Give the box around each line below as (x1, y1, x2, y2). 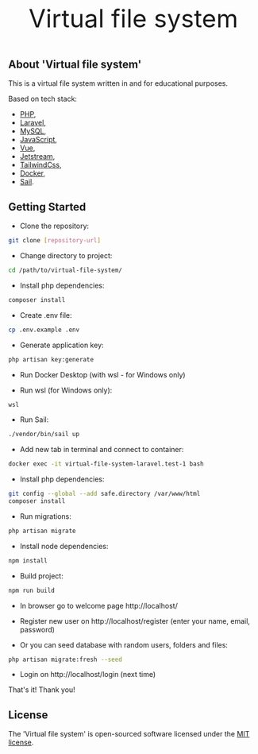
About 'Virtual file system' (8, 58, 141, 71)
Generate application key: (19, 340, 105, 350)
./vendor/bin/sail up (8, 431, 80, 439)
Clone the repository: (19, 221, 90, 231)
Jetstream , (19, 152, 56, 161)
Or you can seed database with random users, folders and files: (19, 640, 229, 649)
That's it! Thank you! (8, 685, 75, 694)
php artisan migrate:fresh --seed (8, 655, 123, 663)
